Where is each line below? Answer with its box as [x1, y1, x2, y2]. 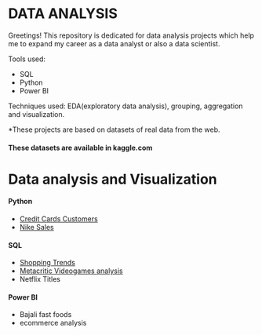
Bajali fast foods [19, 310, 72, 319]
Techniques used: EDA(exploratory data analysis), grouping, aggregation [8, 101, 243, 111]
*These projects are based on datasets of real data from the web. [8, 125, 221, 134]
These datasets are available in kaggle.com [8, 143, 153, 152]
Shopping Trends [19, 258, 76, 268]
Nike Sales [19, 222, 54, 231]
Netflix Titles [19, 275, 61, 284]
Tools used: [8, 54, 45, 64]
